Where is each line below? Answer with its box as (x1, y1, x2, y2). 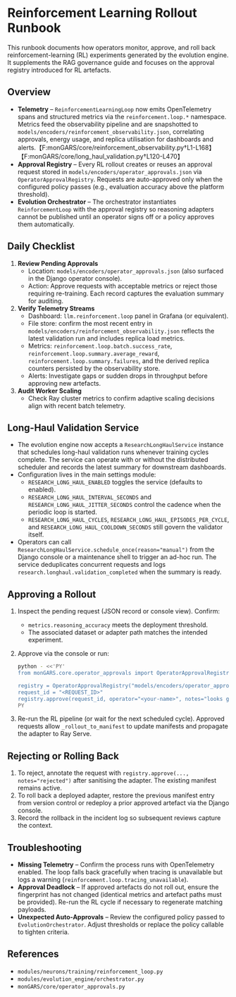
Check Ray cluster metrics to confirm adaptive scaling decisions (27, 393, 215, 403)
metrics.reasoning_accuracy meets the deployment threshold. (27, 620, 209, 629)
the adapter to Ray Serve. (17, 730, 92, 738)
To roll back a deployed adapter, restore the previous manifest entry (17, 791, 215, 800)
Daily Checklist (7, 240, 75, 252)
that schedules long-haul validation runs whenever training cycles (17, 448, 209, 456)
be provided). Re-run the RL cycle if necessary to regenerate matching (17, 898, 223, 907)
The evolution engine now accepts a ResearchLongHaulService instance (17, 441, 224, 449)
